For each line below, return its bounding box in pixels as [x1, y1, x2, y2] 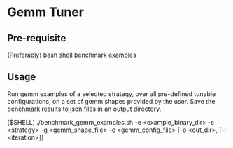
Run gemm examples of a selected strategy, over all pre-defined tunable [7, 89, 216, 98]
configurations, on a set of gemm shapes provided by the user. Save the [7, 97, 216, 105]
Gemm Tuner [7, 4, 84, 20]
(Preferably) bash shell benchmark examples [7, 51, 136, 59]
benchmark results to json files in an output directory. [7, 105, 162, 113]
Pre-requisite [7, 32, 66, 44]
